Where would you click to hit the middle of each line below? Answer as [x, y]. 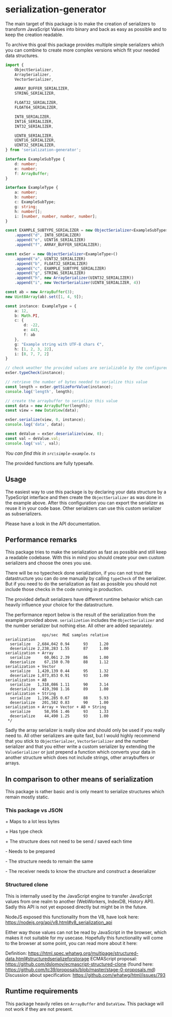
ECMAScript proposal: [114, 958]
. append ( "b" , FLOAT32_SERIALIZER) [51, 263]
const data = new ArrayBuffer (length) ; [48, 406]
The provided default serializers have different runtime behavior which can [84, 599]
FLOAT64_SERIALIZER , [36, 108]
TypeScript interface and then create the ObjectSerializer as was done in [84, 497]
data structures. [22, 56]
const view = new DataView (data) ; [42, 411]
